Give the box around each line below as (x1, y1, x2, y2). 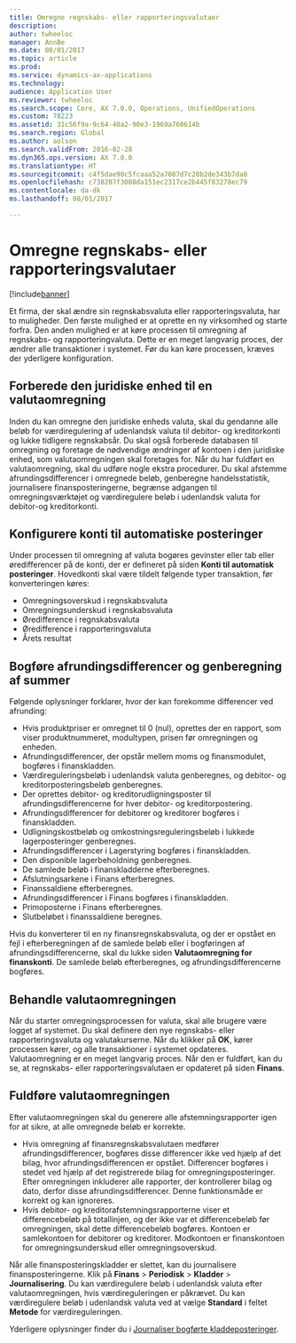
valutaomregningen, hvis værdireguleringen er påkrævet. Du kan (9, 1287, 245, 1298)
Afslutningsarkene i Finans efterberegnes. (21, 874, 175, 884)
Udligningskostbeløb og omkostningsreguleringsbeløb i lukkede (21, 827, 255, 837)
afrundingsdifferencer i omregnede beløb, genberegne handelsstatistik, (9, 472, 270, 483)
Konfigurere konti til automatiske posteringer (9, 527, 263, 542)
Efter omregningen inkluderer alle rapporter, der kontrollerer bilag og (21, 1176, 273, 1187)
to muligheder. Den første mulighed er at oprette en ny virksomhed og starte (9, 315, 288, 326)
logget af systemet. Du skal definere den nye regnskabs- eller (9, 1025, 235, 1036)
